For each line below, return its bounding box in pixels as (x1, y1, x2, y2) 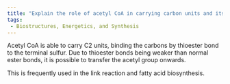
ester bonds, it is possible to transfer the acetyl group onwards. (7, 56, 186, 64)
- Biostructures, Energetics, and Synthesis (10, 23, 139, 29)
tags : (7, 16, 23, 23)
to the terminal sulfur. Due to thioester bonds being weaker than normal (7, 48, 209, 57)
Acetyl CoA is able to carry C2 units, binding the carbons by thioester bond (7, 42, 219, 50)
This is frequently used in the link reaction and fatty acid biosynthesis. (7, 69, 205, 77)
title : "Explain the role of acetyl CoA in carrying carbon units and (7, 10, 213, 17)
